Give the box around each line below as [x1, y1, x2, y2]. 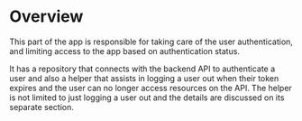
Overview [9, 6, 84, 27]
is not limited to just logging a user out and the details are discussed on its [9, 92, 285, 103]
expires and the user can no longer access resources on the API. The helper [9, 82, 293, 93]
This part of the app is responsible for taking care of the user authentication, [9, 36, 293, 47]
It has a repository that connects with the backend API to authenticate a [9, 63, 276, 74]
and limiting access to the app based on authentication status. [9, 45, 241, 56]
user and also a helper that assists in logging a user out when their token [9, 72, 279, 83]
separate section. [9, 101, 75, 112]
